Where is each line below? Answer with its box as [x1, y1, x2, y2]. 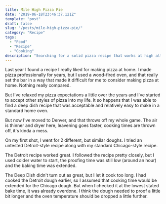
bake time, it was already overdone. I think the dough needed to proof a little [5, 188, 161, 194]
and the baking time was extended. [5, 163, 77, 168]
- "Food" [9, 40, 28, 44]
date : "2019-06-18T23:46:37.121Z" [5, 12, 77, 17]
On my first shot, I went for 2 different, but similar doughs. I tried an [5, 137, 142, 143]
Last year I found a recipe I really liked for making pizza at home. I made [5, 67, 152, 73]
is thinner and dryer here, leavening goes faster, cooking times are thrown [5, 122, 156, 128]
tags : [5, 35, 16, 40]
